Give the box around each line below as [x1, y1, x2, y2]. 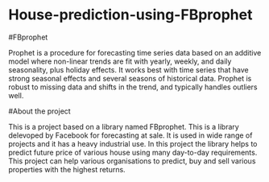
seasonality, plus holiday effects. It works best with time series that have [8, 64, 249, 74]
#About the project [8, 106, 71, 116]
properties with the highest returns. [8, 164, 126, 174]
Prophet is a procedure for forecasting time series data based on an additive [8, 48, 262, 57]
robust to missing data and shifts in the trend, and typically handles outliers [8, 82, 258, 92]
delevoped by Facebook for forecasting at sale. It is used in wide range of [8, 130, 253, 140]
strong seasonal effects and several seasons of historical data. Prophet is [8, 73, 252, 83]
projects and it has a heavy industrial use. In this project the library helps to [8, 139, 258, 148]
